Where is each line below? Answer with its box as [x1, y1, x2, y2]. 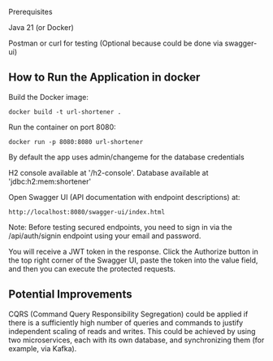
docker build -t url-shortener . [8, 107, 122, 116]
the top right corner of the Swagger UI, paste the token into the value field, [8, 255, 258, 265]
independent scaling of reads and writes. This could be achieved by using [8, 326, 256, 336]
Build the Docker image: [8, 92, 89, 102]
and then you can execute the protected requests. [8, 263, 176, 273]
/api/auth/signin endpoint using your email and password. [8, 231, 201, 241]
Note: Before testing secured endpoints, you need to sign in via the [8, 222, 233, 232]
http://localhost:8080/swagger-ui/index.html [8, 207, 165, 216]
